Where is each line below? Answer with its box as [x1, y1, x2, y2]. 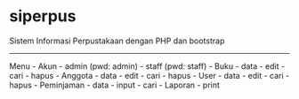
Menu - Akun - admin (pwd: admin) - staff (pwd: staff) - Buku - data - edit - [9, 60, 286, 72]
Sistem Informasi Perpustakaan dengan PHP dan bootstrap [9, 35, 225, 46]
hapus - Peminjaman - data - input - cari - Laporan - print [9, 80, 221, 90]
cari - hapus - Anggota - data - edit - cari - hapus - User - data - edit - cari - [9, 70, 290, 80]
